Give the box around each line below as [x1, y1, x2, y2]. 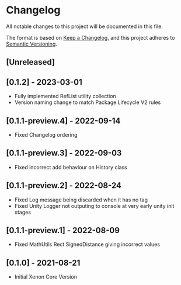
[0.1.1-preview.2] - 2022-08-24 [6, 180, 121, 190]
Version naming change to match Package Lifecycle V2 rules [14, 99, 161, 106]
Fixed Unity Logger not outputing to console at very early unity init [14, 202, 175, 209]
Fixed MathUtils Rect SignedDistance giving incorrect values [14, 241, 161, 248]
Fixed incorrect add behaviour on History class [14, 164, 127, 171]
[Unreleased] [6, 57, 55, 67]
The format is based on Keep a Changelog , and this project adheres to [6, 34, 175, 41]
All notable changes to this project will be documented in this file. [6, 23, 163, 30]
